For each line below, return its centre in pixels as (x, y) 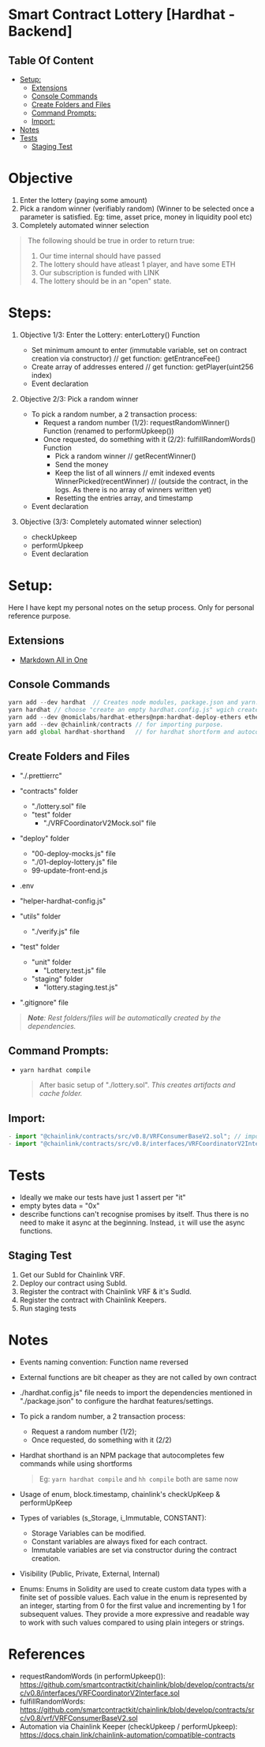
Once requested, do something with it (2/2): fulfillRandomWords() (149, 439)
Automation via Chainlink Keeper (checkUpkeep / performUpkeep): (129, 1726)
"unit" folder (51, 962)
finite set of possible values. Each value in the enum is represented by (133, 1597)
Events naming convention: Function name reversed (104, 1362)
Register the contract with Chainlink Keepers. (93, 1300)
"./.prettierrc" (41, 776)
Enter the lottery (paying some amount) (83, 200)
